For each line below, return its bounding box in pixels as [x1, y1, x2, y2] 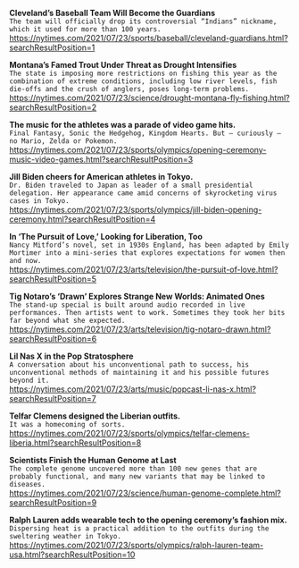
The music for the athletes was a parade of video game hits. [9, 120, 237, 130]
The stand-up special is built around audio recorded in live [9, 301, 245, 309]
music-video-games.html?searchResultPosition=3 [9, 154, 194, 165]
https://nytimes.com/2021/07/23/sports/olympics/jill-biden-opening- [9, 205, 262, 215]
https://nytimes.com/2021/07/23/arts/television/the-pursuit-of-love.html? [9, 264, 278, 275]
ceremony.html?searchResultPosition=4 [9, 214, 156, 225]
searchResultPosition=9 [9, 497, 97, 508]
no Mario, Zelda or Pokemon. [9, 137, 118, 146]
